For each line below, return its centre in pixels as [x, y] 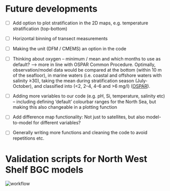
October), [23, 86]
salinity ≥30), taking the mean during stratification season [73, 81]
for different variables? [57, 123]
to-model [22, 123]
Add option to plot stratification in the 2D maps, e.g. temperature [80, 23]
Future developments [51, 9]
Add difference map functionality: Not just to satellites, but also [79, 117]
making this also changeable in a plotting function [65, 107]
